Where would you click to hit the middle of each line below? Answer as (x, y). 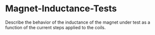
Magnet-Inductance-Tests (61, 9)
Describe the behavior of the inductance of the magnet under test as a (78, 22)
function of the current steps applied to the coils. (55, 27)
